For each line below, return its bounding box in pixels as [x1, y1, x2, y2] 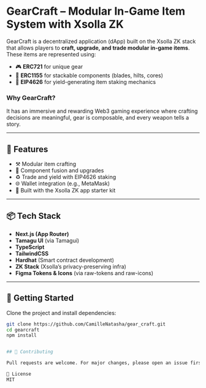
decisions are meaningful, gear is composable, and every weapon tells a [6, 114, 189, 121]
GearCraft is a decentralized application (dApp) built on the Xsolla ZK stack [6, 37, 196, 45]
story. [6, 121, 21, 128]
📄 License [6, 371, 32, 378]
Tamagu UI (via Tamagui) [15, 237, 80, 244]
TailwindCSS [15, 249, 49, 257]
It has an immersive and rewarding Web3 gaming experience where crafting [6, 107, 198, 115]
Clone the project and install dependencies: [6, 309, 116, 316]
